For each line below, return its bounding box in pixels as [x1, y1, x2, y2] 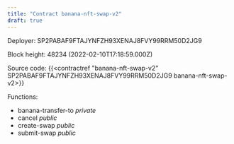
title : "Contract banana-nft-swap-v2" [7, 10, 122, 18]
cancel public [17, 114, 57, 122]
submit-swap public [17, 128, 76, 137]
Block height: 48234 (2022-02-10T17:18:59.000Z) [7, 50, 153, 59]
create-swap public [17, 121, 75, 129]
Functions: [7, 92, 38, 101]
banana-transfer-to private [17, 106, 96, 114]
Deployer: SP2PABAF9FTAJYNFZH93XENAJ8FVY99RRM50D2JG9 [7, 36, 202, 44]
